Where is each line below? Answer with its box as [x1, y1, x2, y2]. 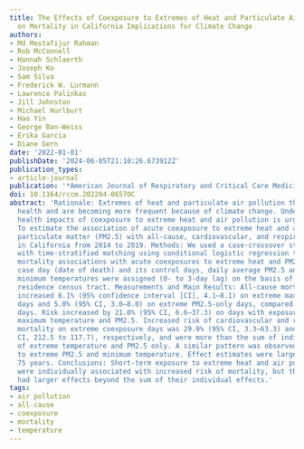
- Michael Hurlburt [9, 106, 83, 115]
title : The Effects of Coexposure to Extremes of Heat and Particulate [9, 13, 285, 23]
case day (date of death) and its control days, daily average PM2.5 [17, 266, 285, 275]
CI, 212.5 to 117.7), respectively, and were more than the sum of [17, 333, 278, 342]
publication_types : [9, 165, 83, 174]
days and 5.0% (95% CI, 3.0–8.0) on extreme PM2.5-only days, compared [17, 300, 294, 309]
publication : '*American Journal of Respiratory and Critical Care [9, 182, 270, 191]
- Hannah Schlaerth [9, 55, 83, 64]
